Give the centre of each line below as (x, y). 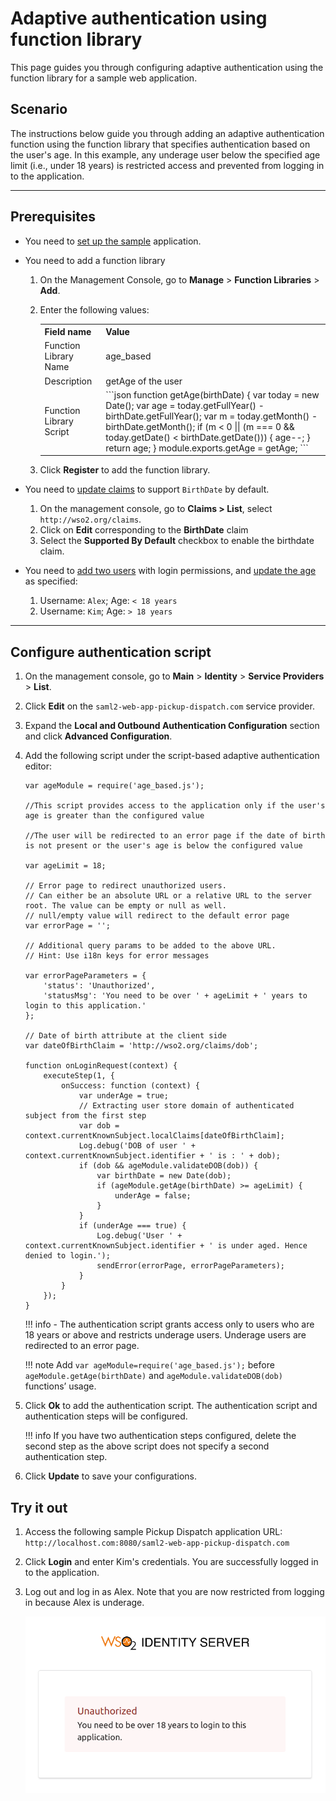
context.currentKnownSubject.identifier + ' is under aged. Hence (166, 1246)
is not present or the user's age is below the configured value (163, 846)
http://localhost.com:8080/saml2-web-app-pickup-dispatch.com (157, 1543)
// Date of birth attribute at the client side (125, 1036)
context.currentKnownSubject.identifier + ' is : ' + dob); (152, 1156)
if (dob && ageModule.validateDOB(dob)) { (168, 1166)
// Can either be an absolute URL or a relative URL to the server (168, 896)
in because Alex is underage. (84, 1602)
